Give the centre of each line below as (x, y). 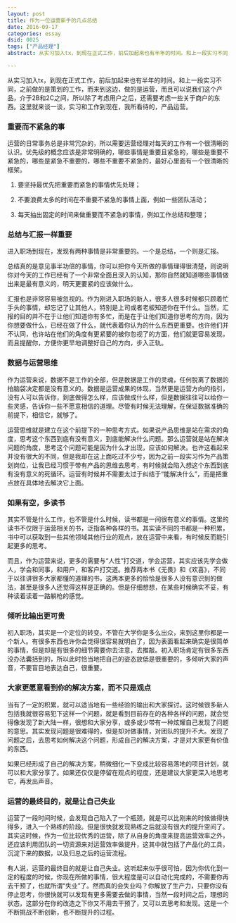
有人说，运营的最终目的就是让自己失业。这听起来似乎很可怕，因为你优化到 (115, 868)
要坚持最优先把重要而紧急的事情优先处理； (79, 185)
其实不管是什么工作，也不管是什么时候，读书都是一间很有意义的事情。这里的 (118, 519)
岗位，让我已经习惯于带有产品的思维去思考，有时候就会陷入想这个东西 (114, 465)
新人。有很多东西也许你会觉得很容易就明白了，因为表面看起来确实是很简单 (121, 641)
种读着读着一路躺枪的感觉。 (47, 596)
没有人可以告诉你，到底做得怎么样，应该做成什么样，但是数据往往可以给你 (115, 397)
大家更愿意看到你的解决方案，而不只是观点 (79, 688)
